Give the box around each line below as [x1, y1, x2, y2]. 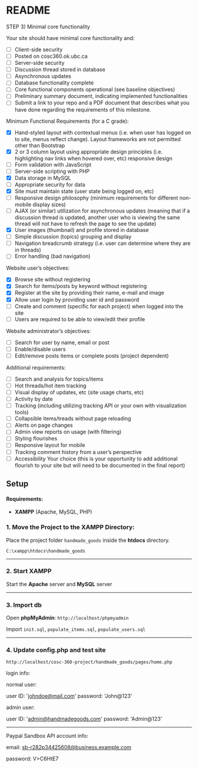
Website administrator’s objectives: [6, 327, 91, 334]
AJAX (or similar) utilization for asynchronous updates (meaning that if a [14, 207, 190, 214]
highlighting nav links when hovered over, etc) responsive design [14, 155, 173, 162]
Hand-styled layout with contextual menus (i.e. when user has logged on [14, 129, 192, 136]
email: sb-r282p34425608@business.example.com [6, 744, 131, 751]
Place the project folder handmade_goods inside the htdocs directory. [6, 537, 170, 544]
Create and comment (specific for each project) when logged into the [14, 302, 184, 310]
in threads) [14, 246, 41, 254]
